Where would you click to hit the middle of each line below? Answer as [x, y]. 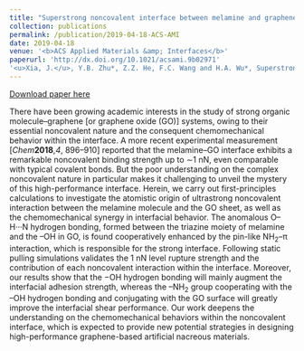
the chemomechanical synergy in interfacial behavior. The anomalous [139, 217]
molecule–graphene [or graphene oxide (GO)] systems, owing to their [139, 121]
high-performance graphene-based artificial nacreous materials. [130, 337]
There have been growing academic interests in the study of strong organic [150, 111]
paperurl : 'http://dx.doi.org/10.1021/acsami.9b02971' [115, 60]
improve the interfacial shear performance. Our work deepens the [132, 308]
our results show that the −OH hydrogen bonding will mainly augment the [146, 277]
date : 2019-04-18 [42, 43]
